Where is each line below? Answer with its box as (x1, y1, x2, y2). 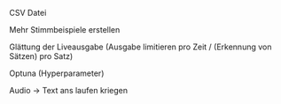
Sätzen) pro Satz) (9, 51, 74, 61)
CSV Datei (9, 8, 47, 18)
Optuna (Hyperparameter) (9, 68, 105, 78)
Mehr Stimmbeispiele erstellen (9, 25, 121, 34)
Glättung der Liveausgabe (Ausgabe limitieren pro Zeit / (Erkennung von (9, 41, 272, 52)
